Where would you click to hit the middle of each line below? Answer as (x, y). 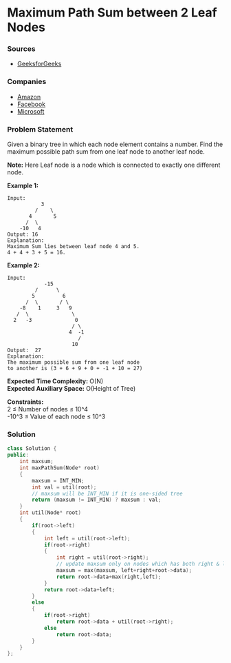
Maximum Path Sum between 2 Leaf (112, 13)
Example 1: (23, 186)
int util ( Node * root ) (50, 513)
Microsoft (31, 111)
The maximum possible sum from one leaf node (73, 363)
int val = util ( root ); (64, 487)
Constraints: (25, 402)
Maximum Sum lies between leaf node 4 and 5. (73, 247)
